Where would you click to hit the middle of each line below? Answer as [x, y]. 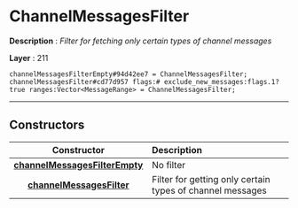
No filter [169, 165]
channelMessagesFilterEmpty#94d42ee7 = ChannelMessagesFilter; [129, 74]
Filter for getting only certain [211, 179]
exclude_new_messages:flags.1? [221, 81]
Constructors [47, 125]
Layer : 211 [29, 58]
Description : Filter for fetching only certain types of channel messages [141, 41]
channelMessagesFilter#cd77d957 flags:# [85, 81]
